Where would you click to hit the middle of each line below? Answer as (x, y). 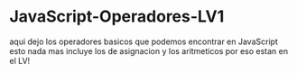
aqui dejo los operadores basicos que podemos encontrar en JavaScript (144, 41)
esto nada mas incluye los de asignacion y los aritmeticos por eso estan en (149, 50)
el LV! (20, 60)
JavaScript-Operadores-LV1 (117, 17)
